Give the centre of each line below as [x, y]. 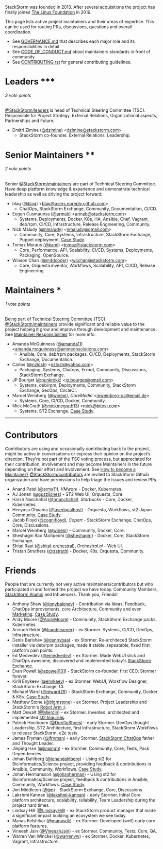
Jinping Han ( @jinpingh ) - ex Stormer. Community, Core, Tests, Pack [81, 748]
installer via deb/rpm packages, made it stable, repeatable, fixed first [81, 645]
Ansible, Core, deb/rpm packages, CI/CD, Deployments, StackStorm [87, 354]
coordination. [18, 32]
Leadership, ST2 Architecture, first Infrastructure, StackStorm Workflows [85, 728]
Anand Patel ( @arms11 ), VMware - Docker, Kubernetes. [67, 489]
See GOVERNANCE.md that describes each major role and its [73, 41]
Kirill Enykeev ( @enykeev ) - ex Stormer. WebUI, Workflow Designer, [80, 681]
